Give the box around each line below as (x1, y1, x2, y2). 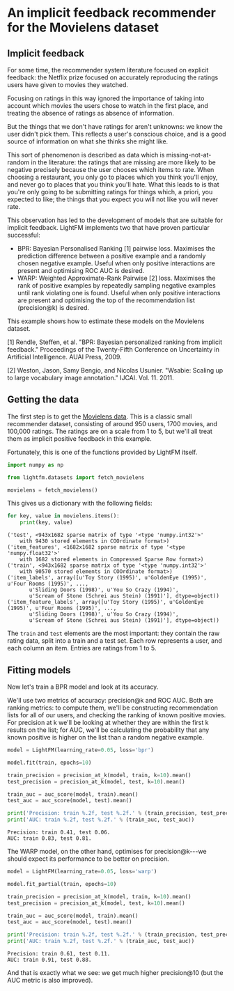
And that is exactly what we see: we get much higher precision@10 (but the (7, 969, 224, 976)
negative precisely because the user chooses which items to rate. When (7, 166, 214, 173)
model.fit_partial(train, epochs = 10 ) (7, 880, 117, 887)
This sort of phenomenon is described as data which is (7, 151, 165, 159)
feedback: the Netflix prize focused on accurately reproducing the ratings (7, 73, 219, 81)
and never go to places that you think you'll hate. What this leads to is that (7, 180, 219, 189)
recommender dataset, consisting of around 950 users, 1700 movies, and (7, 419, 218, 428)
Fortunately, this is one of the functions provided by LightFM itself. (7, 448, 198, 456)
